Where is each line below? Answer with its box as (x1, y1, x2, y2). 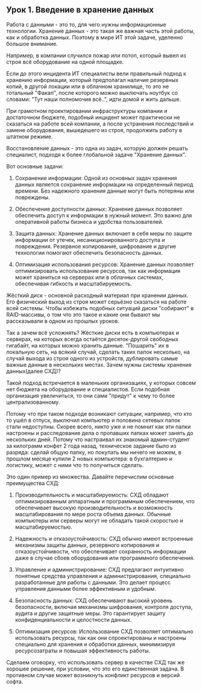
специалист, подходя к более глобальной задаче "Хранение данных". (6, 151, 187, 158)
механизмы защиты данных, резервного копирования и (14, 541, 160, 549)
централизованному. (6, 398, 60, 406)
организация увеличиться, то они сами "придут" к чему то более (6, 392, 175, 399)
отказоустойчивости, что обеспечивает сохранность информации (14, 547, 186, 555)
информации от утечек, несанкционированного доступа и (14, 236, 165, 243)
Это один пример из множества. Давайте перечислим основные (6, 473, 174, 480)
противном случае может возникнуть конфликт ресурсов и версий (6, 671, 180, 678)
